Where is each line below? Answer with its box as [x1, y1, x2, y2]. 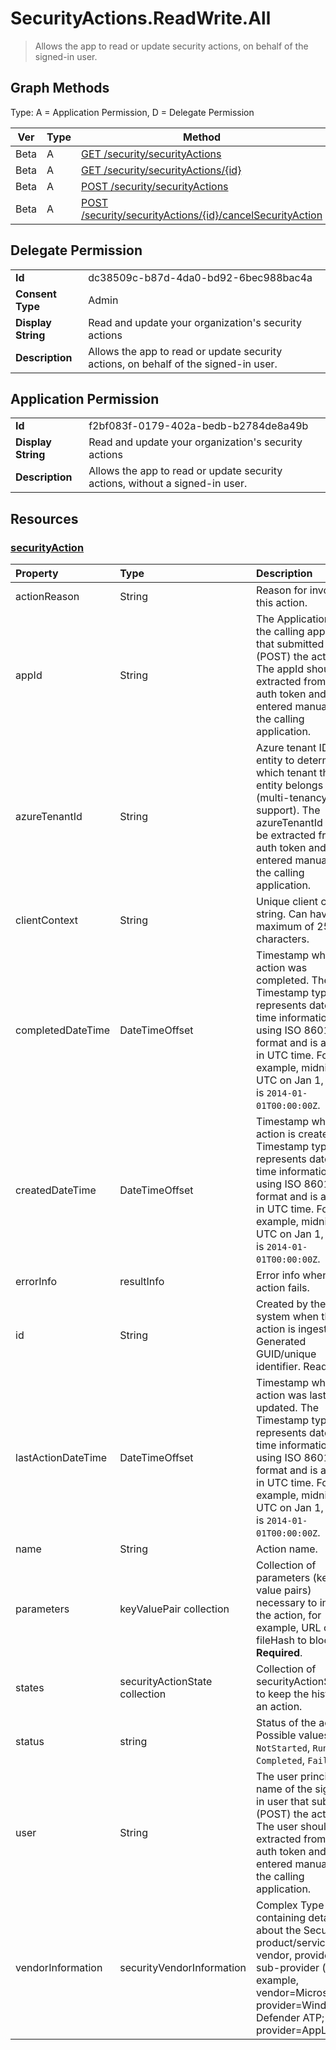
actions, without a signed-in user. [88, 477, 248, 491]
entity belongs [256, 778, 324, 792]
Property [15, 567, 59, 581]
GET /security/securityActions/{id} [81, 163, 242, 177]
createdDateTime [15, 1183, 97, 1197]
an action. [256, 1700, 303, 1714]
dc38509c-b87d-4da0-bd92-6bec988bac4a [88, 270, 313, 284]
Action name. [256, 1542, 318, 1556]
